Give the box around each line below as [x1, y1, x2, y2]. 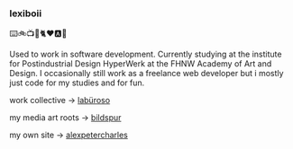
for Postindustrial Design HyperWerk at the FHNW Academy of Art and [9, 58, 272, 69]
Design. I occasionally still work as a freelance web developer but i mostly [9, 68, 284, 79]
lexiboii [9, 7, 42, 20]
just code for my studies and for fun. [9, 77, 145, 88]
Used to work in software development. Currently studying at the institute [9, 48, 282, 60]
